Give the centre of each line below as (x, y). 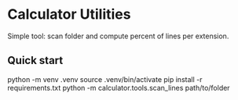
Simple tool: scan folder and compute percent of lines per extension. (118, 36)
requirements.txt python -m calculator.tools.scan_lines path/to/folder (119, 87)
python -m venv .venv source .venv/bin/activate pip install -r (105, 79)
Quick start (35, 61)
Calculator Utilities (69, 14)
